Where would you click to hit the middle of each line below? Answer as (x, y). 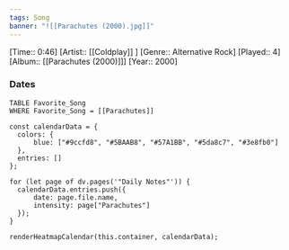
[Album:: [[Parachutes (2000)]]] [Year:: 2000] (93, 61)
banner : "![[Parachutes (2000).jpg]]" (82, 26)
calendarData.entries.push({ (72, 190)
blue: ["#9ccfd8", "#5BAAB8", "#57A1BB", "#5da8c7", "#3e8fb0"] (156, 142)
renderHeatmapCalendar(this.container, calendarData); (114, 237)
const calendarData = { (54, 127)
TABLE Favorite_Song (48, 103)
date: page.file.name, (75, 197)
